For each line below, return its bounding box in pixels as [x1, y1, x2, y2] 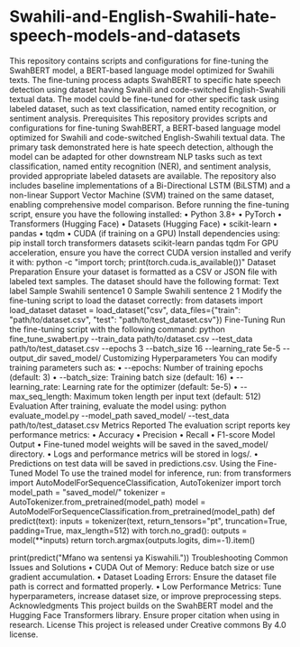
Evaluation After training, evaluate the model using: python [9, 400, 227, 411]
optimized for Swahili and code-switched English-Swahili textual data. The [9, 132, 286, 143]
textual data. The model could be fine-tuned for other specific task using [9, 93, 279, 105]
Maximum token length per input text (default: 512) [73, 391, 261, 402]
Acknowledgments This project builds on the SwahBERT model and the [9, 600, 274, 611]
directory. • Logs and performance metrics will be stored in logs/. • [9, 448, 259, 459]
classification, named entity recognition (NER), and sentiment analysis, [9, 161, 272, 171]
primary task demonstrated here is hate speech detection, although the [9, 142, 274, 153]
